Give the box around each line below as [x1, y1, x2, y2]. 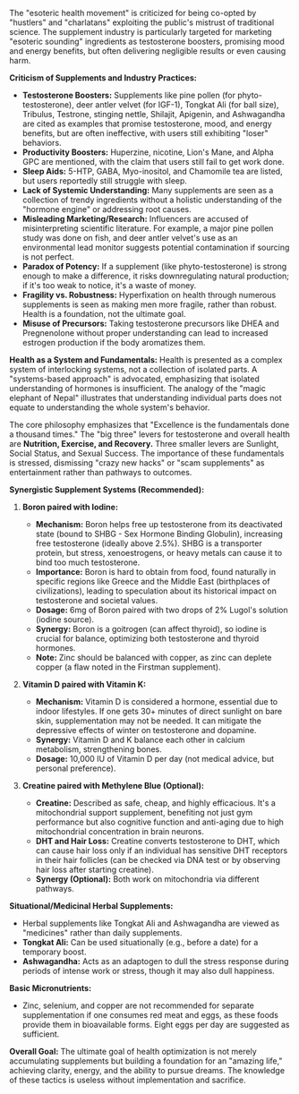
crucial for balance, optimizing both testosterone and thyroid [35, 633, 260, 644]
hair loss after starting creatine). [35, 864, 154, 875]
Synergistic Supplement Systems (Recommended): [9, 484, 204, 495]
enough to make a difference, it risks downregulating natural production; [21, 270, 289, 281]
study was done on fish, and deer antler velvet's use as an [21, 233, 238, 243]
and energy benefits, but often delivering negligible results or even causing [9, 46, 286, 56]
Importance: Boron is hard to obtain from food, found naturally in [35, 567, 276, 577]
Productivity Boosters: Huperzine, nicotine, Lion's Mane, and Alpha [21, 147, 275, 158]
